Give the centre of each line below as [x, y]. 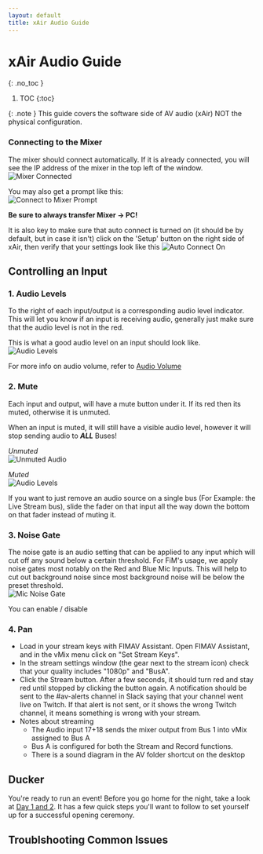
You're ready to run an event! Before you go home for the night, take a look [129, 798]
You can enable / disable [48, 609]
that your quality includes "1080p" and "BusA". [95, 671]
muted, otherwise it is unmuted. [59, 412]
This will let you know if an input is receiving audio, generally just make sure [131, 319]
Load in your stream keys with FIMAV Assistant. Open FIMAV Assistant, [134, 646]
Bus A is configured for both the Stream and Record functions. [132, 746]
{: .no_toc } [26, 83]
